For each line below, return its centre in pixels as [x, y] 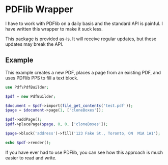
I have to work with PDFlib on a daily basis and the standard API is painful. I [84, 23]
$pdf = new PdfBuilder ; [31, 96]
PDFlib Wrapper [39, 9]
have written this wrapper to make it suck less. [54, 29]
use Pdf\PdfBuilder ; [27, 87]
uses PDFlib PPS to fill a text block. [42, 78]
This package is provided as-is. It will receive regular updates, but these [81, 39]
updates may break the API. [34, 44]
